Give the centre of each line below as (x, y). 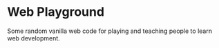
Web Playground (56, 12)
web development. (34, 38)
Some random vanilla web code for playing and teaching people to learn (110, 31)
